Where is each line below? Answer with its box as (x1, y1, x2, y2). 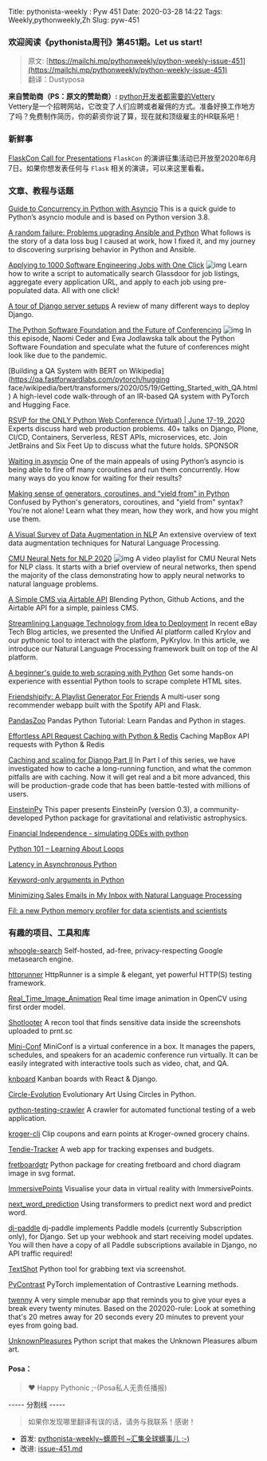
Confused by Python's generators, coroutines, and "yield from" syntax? (8, 497, 243, 506)
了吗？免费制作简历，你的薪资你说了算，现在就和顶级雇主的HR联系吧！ (8, 112, 241, 121)
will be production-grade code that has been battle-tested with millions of (8, 780, 251, 790)
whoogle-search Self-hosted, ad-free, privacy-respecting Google (8, 946, 223, 956)
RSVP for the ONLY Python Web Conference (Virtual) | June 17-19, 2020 (8, 415, 245, 425)
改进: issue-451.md (19, 1444, 83, 1454)
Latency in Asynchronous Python (8, 859, 117, 869)
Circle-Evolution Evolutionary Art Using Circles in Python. (8, 1090, 197, 1099)
